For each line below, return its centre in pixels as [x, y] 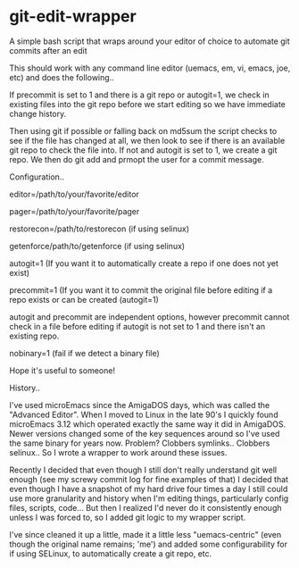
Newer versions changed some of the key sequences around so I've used [145, 433]
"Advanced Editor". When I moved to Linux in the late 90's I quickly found [144, 414]
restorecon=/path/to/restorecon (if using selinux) [100, 229]
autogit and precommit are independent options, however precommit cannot [149, 317]
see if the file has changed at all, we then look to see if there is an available [147, 140]
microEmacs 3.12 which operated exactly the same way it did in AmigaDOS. [148, 424]
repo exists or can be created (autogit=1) [84, 299]
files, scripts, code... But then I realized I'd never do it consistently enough [145, 507]
